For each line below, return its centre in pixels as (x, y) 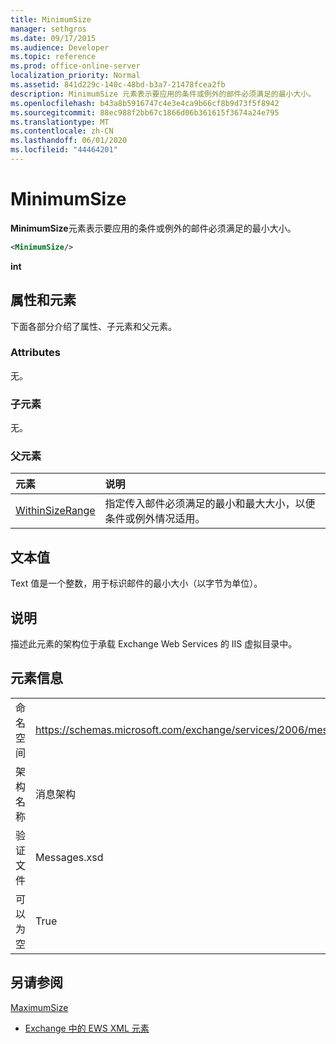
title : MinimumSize (51, 19)
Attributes (35, 353)
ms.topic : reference (53, 57)
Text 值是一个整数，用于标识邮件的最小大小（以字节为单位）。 (136, 583)
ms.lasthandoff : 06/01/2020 (69, 141)
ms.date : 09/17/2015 (53, 38)
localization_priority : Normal (75, 76)
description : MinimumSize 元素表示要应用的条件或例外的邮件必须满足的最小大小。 (163, 94)
